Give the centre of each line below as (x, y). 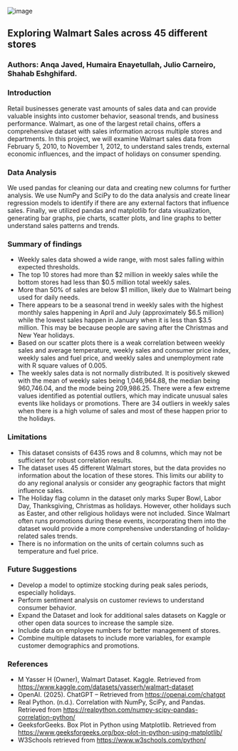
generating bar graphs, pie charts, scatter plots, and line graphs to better (114, 218)
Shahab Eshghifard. (42, 73)
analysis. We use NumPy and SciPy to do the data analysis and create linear (119, 195)
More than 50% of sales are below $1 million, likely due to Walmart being (124, 290)
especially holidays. (47, 592)
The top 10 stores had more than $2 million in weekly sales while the (118, 275)
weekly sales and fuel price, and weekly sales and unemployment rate (121, 358)
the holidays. (36, 419)
